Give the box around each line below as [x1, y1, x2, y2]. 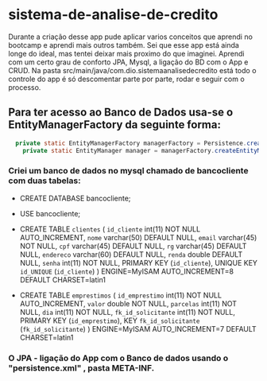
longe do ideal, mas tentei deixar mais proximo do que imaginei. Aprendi [8, 49, 245, 58]
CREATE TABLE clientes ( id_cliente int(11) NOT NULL [19, 224, 201, 234]
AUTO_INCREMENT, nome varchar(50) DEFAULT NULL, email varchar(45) [19, 232, 257, 242]
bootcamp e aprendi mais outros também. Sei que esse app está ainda [8, 40, 240, 49]
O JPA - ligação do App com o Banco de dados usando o [8, 352, 229, 364]
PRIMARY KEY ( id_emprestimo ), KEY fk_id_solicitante [19, 316, 200, 325]
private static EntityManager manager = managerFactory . [22, 146, 215, 154]
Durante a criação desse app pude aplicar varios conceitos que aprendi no [8, 32, 253, 41]
